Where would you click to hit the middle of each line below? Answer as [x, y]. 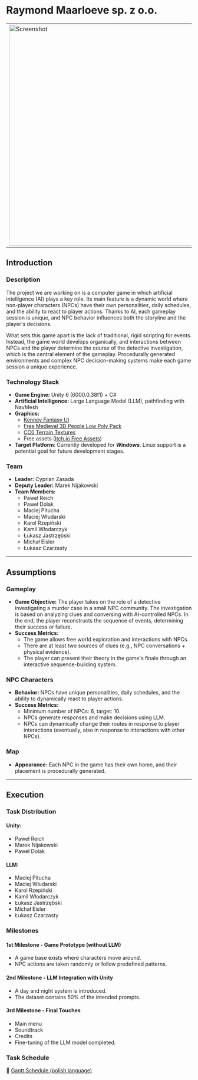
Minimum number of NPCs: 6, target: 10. [72, 712]
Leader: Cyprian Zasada [44, 479]
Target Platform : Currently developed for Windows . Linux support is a [100, 444]
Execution [25, 794]
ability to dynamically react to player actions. [69, 699]
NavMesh [26, 407]
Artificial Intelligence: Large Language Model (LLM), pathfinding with [99, 401]
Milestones [22, 931]
